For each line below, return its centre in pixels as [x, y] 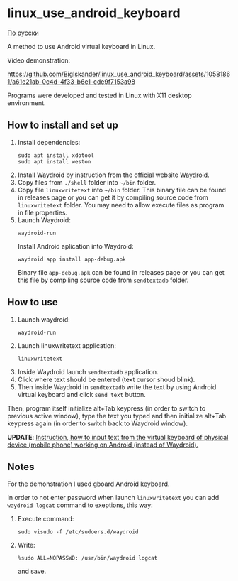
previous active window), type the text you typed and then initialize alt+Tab [117, 416]
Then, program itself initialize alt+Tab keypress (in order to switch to [107, 408]
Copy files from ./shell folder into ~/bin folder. [87, 182]
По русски [23, 33]
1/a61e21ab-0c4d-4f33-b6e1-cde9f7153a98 [72, 81]
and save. [32, 571]
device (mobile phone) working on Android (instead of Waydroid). [103, 445]
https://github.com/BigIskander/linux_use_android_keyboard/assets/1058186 [119, 74]
